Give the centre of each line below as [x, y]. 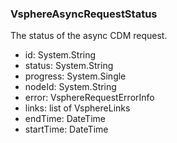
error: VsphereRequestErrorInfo [89, 98]
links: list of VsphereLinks [77, 108]
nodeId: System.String [70, 87]
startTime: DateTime [66, 129]
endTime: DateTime [65, 119]
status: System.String [69, 66]
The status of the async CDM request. [89, 36]
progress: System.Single [75, 76]
